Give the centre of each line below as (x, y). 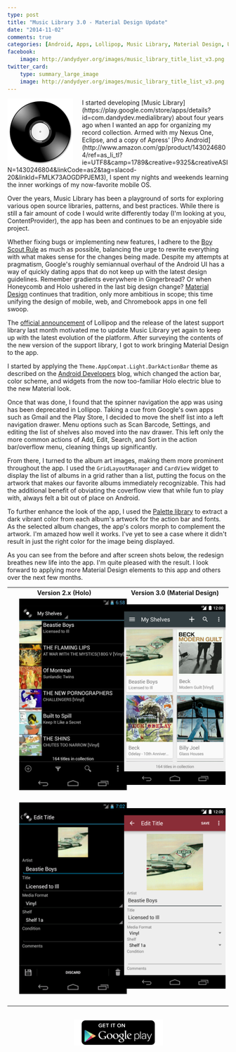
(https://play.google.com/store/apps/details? (146, 110)
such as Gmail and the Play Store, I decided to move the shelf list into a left (115, 417)
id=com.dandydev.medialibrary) (128, 117)
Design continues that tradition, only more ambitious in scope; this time (110, 294)
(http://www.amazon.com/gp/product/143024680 (154, 147)
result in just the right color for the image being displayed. (91, 541)
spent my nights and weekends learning (171, 177)
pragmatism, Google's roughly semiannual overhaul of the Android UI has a (116, 264)
